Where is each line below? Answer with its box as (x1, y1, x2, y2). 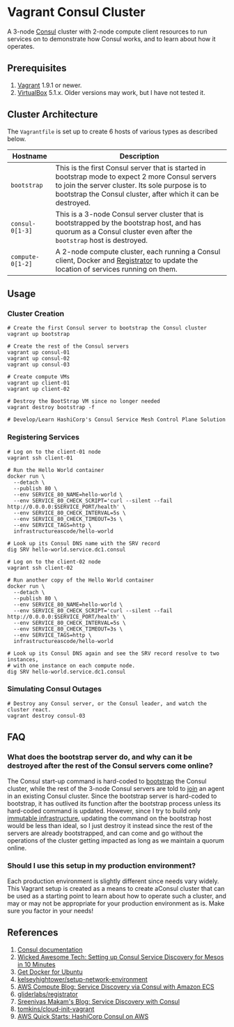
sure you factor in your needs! (7, 906, 94, 915)
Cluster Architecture (7, 109, 99, 121)
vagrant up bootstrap (7, 331, 70, 338)
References (7, 926, 58, 939)
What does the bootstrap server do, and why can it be (7, 752, 193, 762)
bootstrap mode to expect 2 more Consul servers (55, 172, 217, 182)
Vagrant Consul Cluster (7, 4, 146, 20)
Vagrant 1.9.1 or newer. (17, 81, 82, 89)
